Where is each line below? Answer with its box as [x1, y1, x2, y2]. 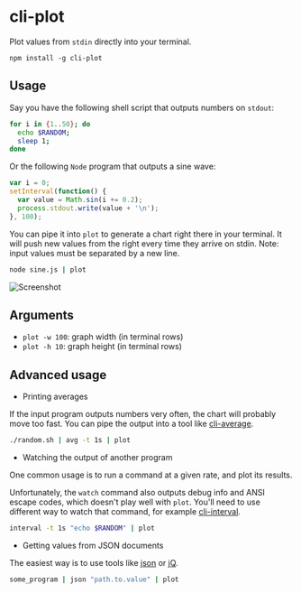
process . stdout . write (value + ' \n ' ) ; [17, 203, 160, 213]
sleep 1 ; [17, 136, 50, 145]
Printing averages [22, 391, 88, 403]
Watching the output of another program [22, 452, 173, 462]
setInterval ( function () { [9, 187, 106, 196]
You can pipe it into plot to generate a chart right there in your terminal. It [9, 228, 282, 239]
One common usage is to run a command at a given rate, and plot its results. [9, 469, 293, 480]
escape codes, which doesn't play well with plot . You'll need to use [9, 496, 261, 507]
